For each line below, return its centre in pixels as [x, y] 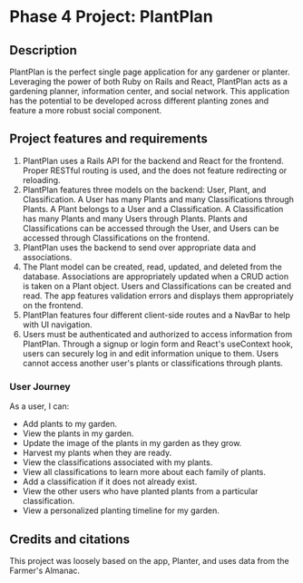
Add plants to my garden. [70, 424]
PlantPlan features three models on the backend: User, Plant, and [144, 189]
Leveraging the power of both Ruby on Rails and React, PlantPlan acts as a [149, 82]
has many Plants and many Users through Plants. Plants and [135, 219]
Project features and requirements [109, 139]
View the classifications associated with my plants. [117, 462]
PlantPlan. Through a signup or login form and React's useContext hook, [157, 344]
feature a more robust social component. [86, 110]
